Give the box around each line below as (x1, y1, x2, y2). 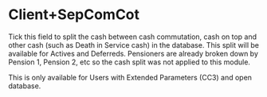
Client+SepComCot (8, 6, 140, 24)
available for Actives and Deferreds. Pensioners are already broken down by (8, 48, 259, 58)
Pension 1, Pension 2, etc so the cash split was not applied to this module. (8, 57, 251, 67)
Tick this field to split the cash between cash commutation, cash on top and (8, 32, 257, 41)
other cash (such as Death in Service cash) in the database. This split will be (8, 40, 259, 49)
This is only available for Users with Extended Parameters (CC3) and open (8, 72, 253, 82)
